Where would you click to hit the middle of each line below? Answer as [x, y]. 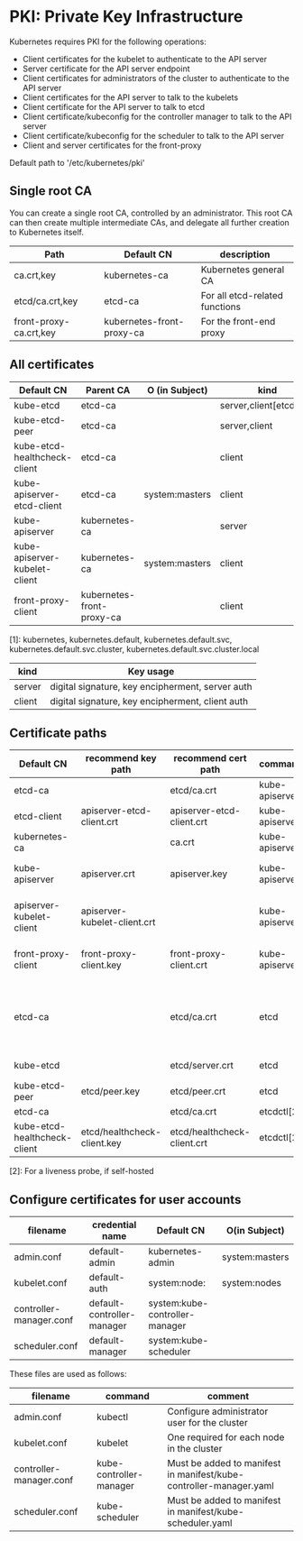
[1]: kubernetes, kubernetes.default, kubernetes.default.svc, [121, 639]
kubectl [112, 1417]
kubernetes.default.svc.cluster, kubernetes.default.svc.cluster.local [134, 649]
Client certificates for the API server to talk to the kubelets [130, 97]
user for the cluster [207, 1423]
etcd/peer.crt [198, 1091]
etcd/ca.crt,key [46, 301]
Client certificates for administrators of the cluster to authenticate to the [156, 78]
